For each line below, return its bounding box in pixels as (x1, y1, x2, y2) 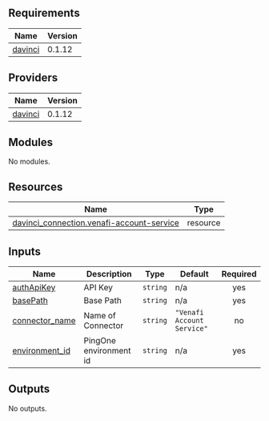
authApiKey (12, 282, 56, 293)
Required (221, 269, 257, 280)
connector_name (12, 315, 76, 326)
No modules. (8, 156, 50, 167)
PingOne (83, 335, 116, 346)
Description (86, 269, 132, 280)
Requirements (8, 6, 80, 20)
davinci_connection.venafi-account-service (12, 217, 180, 229)
